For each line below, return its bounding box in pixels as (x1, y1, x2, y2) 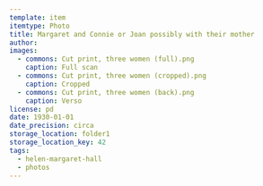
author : (9, 38, 39, 47)
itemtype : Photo (9, 21, 70, 30)
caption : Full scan (25, 63, 99, 72)
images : (9, 46, 39, 55)
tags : (9, 146, 30, 155)
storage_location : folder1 (9, 130, 110, 139)
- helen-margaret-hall (17, 154, 102, 164)
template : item (9, 13, 66, 22)
